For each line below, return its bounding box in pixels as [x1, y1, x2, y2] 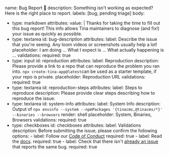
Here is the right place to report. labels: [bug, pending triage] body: [5, 10, 145, 16]
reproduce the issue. [12, 95, 56, 101]
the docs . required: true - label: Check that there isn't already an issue [12, 138, 159, 144]
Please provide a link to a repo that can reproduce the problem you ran [12, 63, 160, 69]
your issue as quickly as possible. [12, 31, 82, 36]
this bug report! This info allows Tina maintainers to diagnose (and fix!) [12, 25, 160, 31]
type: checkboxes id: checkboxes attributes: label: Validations [12, 122, 141, 128]
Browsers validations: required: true [12, 117, 87, 123]
